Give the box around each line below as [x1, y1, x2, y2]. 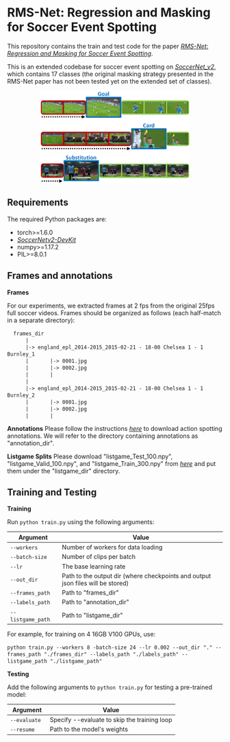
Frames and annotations [7, 270, 113, 282]
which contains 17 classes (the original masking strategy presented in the [7, 70, 214, 78]
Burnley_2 [7, 392, 36, 399]
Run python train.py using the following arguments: [7, 518, 155, 526]
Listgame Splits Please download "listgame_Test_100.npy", [7, 452, 173, 460]
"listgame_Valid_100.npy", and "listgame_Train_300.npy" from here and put [7, 459, 216, 467]
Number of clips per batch [62, 553, 136, 561]
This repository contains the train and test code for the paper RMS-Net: [7, 42, 209, 50]
